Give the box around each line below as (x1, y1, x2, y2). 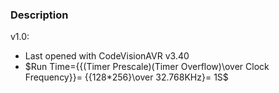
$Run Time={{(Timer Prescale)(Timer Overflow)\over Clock (24, 61, 270, 73)
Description (10, 8, 69, 22)
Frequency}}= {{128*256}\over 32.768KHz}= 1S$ (24, 71, 229, 83)
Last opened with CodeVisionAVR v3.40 (24, 50, 190, 62)
